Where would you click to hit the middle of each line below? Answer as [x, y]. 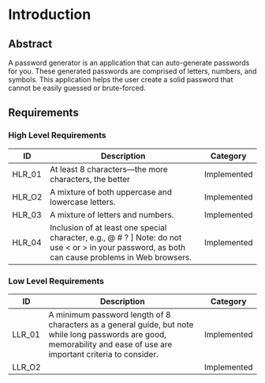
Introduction [50, 15]
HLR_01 [27, 174]
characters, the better [90, 179]
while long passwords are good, [108, 334]
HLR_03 [27, 214]
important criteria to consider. [104, 354]
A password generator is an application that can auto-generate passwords [129, 63]
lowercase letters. [83, 202]
